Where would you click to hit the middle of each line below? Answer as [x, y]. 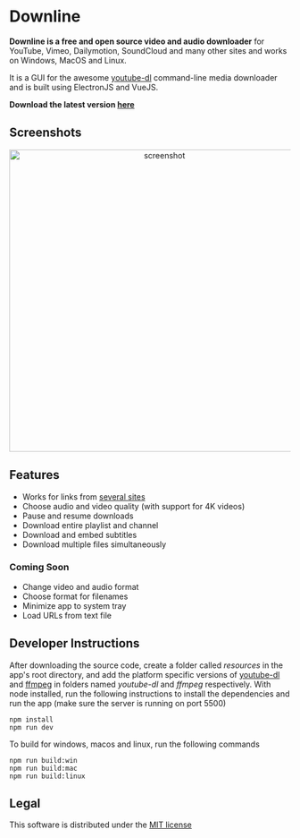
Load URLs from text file [67, 615]
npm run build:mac [43, 768]
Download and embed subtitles [79, 534]
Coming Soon [39, 568]
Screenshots [46, 133]
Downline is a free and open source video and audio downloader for [137, 41]
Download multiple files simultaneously [94, 544]
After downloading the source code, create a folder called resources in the [146, 665]
